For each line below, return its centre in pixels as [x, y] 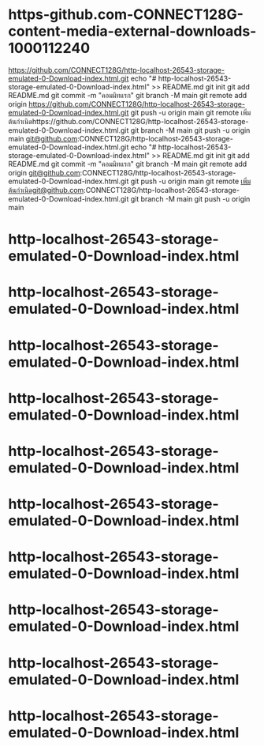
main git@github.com [43, 138]
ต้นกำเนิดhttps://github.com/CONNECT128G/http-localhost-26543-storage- [128, 121]
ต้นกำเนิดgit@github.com [46, 190]
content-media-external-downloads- [132, 31]
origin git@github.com [44, 172]
